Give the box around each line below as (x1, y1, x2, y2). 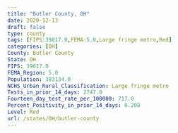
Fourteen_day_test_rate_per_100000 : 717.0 (7, 96, 134, 103)
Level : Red (7, 108, 40, 115)
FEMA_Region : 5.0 (7, 69, 59, 76)
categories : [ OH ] (7, 43, 59, 50)
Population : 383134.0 (7, 75, 71, 83)
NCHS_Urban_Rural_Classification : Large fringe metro (7, 82, 170, 89)
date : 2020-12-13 (7, 17, 59, 24)
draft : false (7, 23, 46, 30)
